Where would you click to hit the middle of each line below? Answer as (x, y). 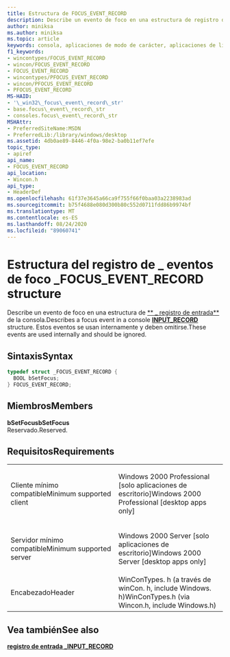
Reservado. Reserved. (38, 430)
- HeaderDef (24, 192)
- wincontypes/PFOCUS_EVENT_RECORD (58, 77)
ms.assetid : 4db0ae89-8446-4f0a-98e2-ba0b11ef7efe (81, 141)
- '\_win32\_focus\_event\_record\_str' (66, 103)
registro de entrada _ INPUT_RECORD (61, 647)
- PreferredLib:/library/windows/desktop (67, 135)
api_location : (27, 173)
